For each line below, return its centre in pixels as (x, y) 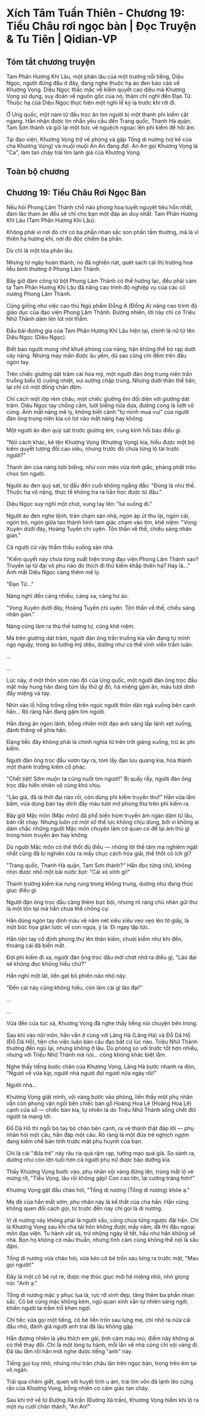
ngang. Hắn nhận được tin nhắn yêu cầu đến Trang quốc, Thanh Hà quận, (99, 121)
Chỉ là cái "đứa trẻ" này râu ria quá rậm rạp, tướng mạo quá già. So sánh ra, (101, 1154)
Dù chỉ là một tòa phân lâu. (40, 251)
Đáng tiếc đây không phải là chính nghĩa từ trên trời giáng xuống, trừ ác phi (101, 742)
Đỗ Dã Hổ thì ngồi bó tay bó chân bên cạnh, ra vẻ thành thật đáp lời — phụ (100, 1128)
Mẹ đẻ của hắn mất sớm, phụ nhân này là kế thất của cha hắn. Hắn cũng (97, 1202)
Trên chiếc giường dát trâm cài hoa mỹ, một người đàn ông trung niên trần (99, 374)
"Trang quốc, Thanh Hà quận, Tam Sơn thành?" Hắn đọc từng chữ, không (99, 865)
